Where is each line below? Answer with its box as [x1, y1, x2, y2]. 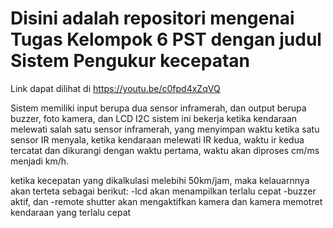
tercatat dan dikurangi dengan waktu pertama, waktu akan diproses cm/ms [10, 144, 320, 156]
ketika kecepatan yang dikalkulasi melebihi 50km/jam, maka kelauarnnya [10, 174, 310, 186]
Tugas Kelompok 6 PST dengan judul [10, 28, 322, 51]
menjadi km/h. [10, 155, 70, 167]
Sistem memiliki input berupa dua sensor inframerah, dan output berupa [10, 102, 307, 114]
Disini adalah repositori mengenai [10, 7, 295, 30]
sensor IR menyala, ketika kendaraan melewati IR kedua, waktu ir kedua [10, 133, 305, 146]
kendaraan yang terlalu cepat [10, 206, 132, 218]
